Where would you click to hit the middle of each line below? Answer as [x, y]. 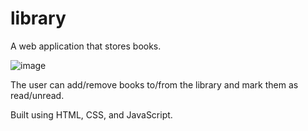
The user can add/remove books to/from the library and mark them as [154, 84]
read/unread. [37, 95]
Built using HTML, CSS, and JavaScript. [91, 114]
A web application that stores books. [86, 46]
